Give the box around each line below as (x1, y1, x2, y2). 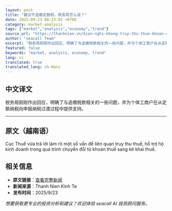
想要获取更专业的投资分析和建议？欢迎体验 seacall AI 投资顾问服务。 (5, 200, 150, 206)
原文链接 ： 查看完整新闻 (12, 177, 62, 183)
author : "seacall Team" (5, 36, 56, 41)
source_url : (5, 31, 31, 36)
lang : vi (5, 55, 24, 60)
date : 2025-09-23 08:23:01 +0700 (5, 17, 77, 22)
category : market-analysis (5, 21, 63, 27)
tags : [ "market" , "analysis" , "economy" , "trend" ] (5, 27, 109, 32)
